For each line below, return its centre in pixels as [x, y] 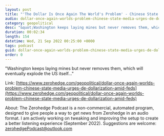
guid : [10, 50]
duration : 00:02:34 [25, 32]
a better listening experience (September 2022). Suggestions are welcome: [81, 123]
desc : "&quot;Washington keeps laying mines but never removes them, [77, 28]
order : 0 [14, 55]
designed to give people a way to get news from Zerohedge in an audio [77, 113]
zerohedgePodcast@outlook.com [39, 129]
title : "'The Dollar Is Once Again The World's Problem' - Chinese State [82, 14]
